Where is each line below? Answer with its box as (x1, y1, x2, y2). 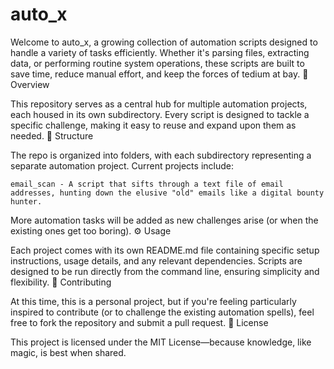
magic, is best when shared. (10, 346, 127, 358)
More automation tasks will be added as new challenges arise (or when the (10, 214, 319, 226)
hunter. (10, 196, 43, 207)
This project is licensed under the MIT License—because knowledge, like (10, 336, 312, 348)
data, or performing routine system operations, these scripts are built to (10, 57, 305, 69)
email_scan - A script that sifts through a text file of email (10, 179, 284, 189)
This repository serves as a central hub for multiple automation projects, (10, 98, 308, 110)
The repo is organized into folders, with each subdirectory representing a (10, 149, 312, 161)
